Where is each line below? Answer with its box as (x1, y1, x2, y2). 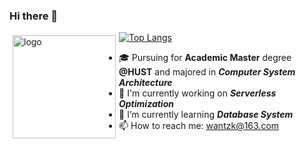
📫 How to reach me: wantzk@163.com (118, 120, 280, 132)
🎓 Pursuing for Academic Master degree (118, 52, 292, 64)
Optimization (118, 98, 174, 110)
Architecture (118, 77, 173, 89)
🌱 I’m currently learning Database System (118, 109, 294, 121)
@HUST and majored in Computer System (118, 66, 296, 78)
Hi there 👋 (9, 9, 59, 23)
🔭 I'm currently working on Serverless (118, 87, 277, 99)
